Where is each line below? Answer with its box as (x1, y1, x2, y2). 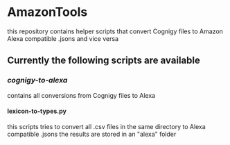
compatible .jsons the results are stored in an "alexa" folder (7, 130, 177, 138)
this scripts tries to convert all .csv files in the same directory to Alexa (7, 122, 206, 130)
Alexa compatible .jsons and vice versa (7, 34, 119, 42)
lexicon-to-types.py (7, 107, 67, 115)
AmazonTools (7, 4, 88, 20)
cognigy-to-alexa (7, 76, 68, 85)
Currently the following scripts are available (7, 55, 201, 67)
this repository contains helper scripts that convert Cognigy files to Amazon (7, 27, 224, 35)
